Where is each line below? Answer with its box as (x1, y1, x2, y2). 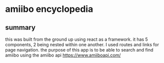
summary (5, 23, 36, 32)
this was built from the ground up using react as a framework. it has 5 (5, 36, 148, 42)
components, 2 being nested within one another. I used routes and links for (5, 42, 160, 48)
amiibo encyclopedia (5, 3, 93, 15)
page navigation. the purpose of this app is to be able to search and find (5, 47, 154, 53)
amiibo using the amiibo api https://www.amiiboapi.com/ (5, 52, 121, 58)
